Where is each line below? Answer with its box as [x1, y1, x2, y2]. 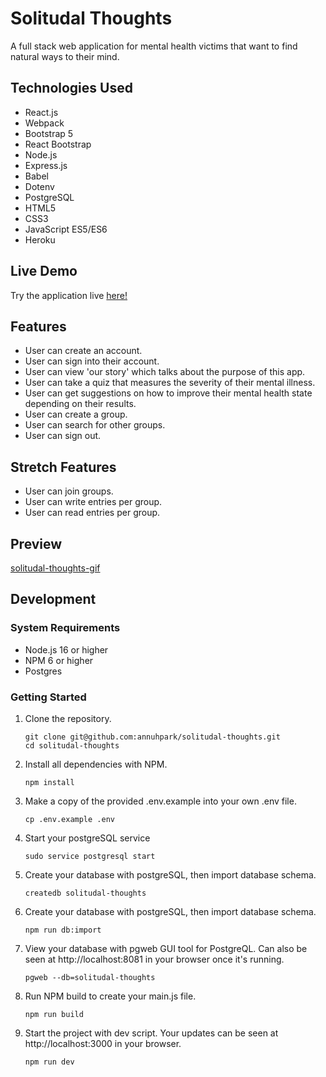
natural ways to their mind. [10, 50, 120, 62]
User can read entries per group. [24, 507, 161, 519]
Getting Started [10, 690, 87, 704]
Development [10, 591, 97, 608]
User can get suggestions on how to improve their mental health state [24, 387, 313, 399]
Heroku [24, 233, 56, 246]
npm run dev [24, 1057, 75, 1067]
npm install [24, 777, 75, 787]
